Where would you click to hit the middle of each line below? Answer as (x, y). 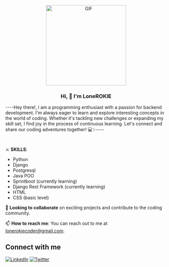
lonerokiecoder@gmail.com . (35, 231)
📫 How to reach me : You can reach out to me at (56, 223)
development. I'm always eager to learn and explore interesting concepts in (85, 113)
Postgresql (24, 170)
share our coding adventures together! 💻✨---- (55, 130)
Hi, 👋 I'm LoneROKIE (86, 96)
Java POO (23, 176)
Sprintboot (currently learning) (45, 181)
